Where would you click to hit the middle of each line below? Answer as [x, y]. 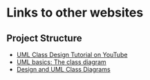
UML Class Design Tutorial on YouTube [72, 54]
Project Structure [44, 38]
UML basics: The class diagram [61, 62]
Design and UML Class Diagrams [64, 69]
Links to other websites [75, 13]
